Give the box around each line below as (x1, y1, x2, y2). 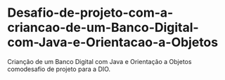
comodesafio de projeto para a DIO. (7, 65, 111, 73)
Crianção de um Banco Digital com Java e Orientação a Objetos (7, 57, 192, 65)
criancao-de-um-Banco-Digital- (7, 19, 199, 35)
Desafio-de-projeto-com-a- (7, 5, 174, 21)
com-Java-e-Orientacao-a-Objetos (7, 35, 219, 50)
